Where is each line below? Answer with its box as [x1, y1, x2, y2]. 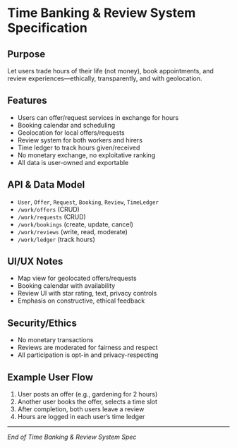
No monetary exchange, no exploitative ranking [17, 150, 156, 159]
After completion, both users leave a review [17, 405, 145, 413]
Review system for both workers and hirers [17, 135, 143, 144]
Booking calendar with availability [17, 281, 116, 290]
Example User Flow [7, 371, 94, 383]
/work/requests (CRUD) [17, 212, 86, 221]
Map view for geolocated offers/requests [17, 274, 137, 283]
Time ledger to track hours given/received [17, 143, 140, 152]
